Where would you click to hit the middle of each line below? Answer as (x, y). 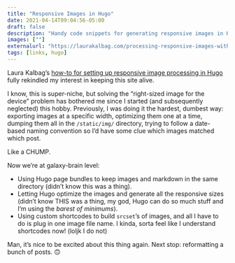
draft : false (26, 27)
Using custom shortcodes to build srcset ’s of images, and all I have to (118, 216)
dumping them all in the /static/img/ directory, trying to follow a (100, 123)
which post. (24, 138)
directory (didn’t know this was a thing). (74, 186)
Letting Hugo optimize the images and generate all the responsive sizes (120, 194)
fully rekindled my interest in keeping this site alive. (81, 80)
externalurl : (26, 46)
